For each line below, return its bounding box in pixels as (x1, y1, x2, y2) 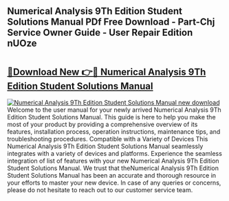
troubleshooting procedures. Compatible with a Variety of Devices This (7, 135, 208, 143)
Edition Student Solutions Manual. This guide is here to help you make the (7, 113, 216, 121)
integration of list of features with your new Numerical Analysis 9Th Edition (7, 157, 219, 165)
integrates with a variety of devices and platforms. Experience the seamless (7, 150, 222, 157)
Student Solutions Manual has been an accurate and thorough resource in (7, 172, 217, 179)
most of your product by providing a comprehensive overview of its (7, 120, 198, 128)
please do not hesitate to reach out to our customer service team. (7, 186, 193, 194)
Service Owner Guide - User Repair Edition (7, 27, 193, 38)
